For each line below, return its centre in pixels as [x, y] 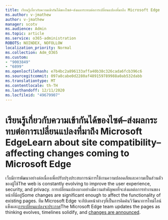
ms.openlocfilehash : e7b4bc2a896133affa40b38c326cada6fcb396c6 [74, 72]
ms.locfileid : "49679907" [33, 95]
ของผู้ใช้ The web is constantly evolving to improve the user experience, [78, 184]
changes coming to [88, 153]
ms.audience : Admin [26, 29]
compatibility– [130, 142]
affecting [25, 153]
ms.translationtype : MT [31, 81]
